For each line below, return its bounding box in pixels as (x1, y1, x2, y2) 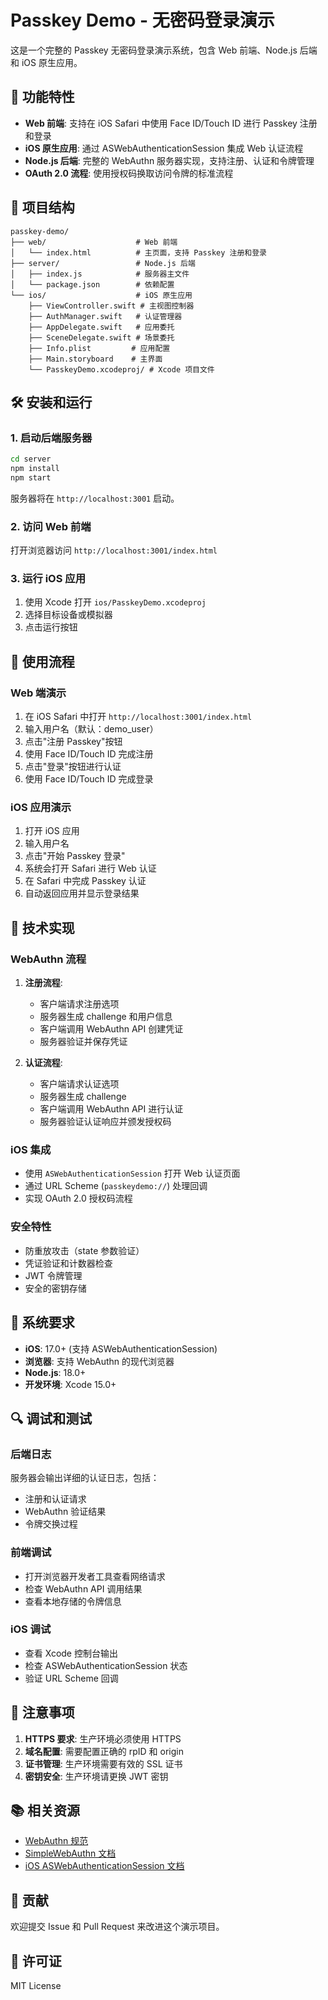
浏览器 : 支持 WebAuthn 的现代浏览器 (24, 1355, 175, 1367)
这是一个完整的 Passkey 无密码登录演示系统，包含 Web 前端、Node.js (10, 44, 298, 56)
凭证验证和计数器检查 (24, 1257, 113, 1269)
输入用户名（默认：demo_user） (24, 723, 159, 735)
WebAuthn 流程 (10, 952, 87, 966)
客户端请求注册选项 (39, 998, 120, 1010)
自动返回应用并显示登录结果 (24, 887, 140, 900)
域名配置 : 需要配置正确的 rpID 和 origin (24, 1745, 184, 1757)
